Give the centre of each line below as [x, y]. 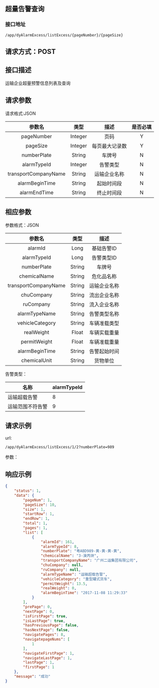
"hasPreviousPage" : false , [51, 626]
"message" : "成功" [32, 677]
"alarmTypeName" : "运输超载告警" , [74, 574]
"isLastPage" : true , [44, 621]
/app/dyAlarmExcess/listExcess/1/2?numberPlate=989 [60, 447]
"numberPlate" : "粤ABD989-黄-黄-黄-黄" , [81, 551]
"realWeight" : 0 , [59, 588]
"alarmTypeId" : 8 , [60, 546]
